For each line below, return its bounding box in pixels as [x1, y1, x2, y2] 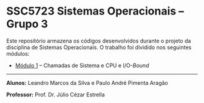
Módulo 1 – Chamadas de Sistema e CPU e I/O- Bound [15, 62, 149, 69]
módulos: [6, 50, 30, 57]
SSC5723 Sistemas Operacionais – [6, 4, 184, 18]
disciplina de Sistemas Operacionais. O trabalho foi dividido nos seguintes [6, 44, 192, 51]
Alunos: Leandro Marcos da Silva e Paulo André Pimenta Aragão [6, 79, 168, 86]
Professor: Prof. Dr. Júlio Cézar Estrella [6, 91, 105, 98]
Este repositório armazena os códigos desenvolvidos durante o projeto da [6, 37, 191, 44]
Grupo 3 [6, 17, 49, 31]
